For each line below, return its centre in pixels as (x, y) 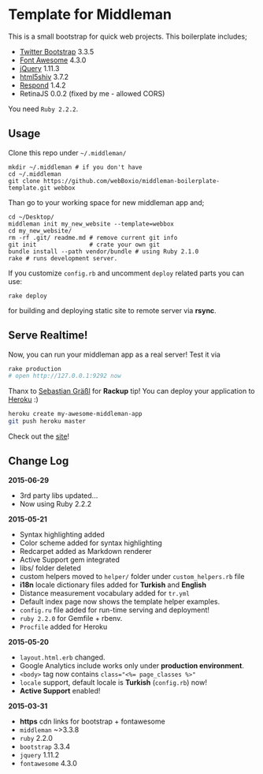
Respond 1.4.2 (43, 85)
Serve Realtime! (48, 336)
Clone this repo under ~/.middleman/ (67, 152)
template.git (30, 188)
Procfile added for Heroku (63, 626)
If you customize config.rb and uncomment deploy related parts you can (126, 273)
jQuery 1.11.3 (39, 68)
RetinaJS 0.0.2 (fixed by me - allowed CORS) (92, 93)
